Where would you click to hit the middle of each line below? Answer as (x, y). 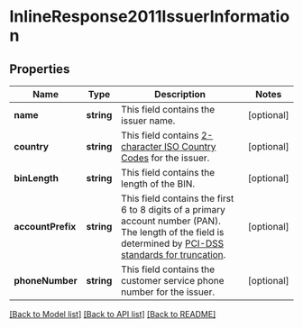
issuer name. (148, 121)
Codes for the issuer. (165, 158)
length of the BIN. (158, 184)
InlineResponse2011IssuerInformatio (150, 17)
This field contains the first (178, 198)
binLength (36, 178)
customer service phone (173, 281)
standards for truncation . (174, 255)
